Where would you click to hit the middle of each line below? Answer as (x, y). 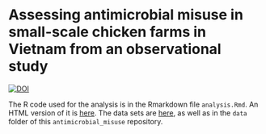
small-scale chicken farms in (108, 32)
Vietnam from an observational (115, 49)
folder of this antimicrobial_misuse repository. (86, 121)
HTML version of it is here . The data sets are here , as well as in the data (128, 113)
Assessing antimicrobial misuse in (126, 15)
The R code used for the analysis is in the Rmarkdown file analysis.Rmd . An (133, 104)
